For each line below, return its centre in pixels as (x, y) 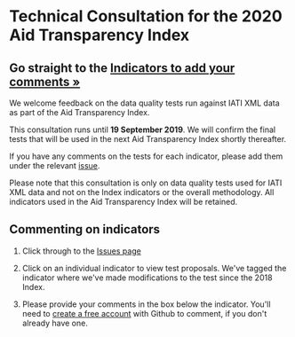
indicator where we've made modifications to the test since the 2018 (147, 278)
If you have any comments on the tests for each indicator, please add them (146, 156)
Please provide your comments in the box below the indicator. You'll (146, 304)
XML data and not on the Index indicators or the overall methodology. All (142, 192)
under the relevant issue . (55, 165)
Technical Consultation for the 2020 (146, 16)
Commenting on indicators (85, 229)
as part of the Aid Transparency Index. (80, 112)
